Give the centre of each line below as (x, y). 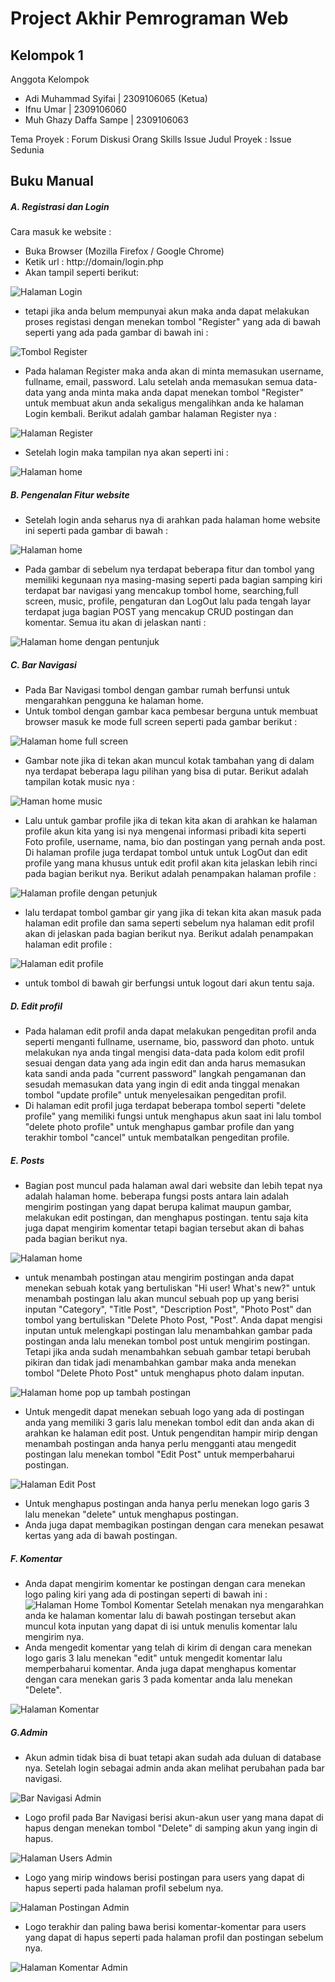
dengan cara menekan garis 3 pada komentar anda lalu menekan (158, 1679)
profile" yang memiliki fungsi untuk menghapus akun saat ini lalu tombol (173, 1116)
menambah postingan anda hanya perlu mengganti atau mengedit (160, 1444)
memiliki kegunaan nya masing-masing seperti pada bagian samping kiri (173, 580)
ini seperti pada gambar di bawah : (96, 531)
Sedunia (27, 150)
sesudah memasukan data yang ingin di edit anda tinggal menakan (162, 1084)
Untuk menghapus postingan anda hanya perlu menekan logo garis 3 (167, 1504)
